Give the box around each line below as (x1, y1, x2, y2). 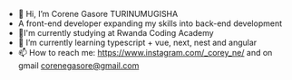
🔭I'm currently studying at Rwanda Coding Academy (17, 28, 215, 38)
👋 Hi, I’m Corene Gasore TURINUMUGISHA (17, 9, 179, 19)
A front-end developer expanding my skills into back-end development (17, 18, 283, 29)
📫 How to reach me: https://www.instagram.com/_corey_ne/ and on (17, 48, 273, 58)
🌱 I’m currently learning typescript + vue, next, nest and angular (17, 37, 258, 48)
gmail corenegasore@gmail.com (17, 60, 140, 71)
